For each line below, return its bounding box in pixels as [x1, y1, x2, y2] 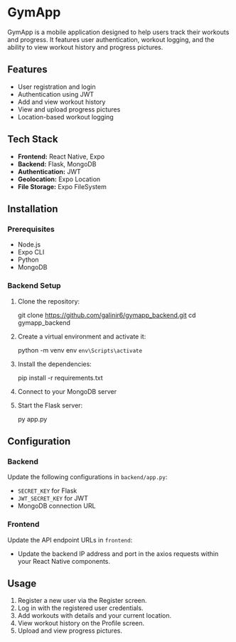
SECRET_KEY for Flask [17, 486, 77, 495]
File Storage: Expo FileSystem [17, 182, 107, 191]
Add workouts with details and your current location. [17, 611, 172, 620]
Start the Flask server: [17, 401, 83, 410]
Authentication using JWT [17, 90, 95, 98]
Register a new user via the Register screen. [17, 596, 147, 605]
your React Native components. [17, 557, 111, 565]
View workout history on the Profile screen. [17, 619, 145, 628]
